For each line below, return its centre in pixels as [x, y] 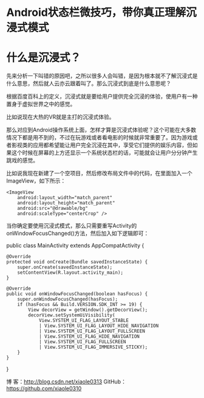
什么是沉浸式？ [44, 58]
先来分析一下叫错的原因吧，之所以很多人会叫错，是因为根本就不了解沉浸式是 [102, 76]
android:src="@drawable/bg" [53, 208]
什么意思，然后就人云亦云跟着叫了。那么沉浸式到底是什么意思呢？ [89, 83]
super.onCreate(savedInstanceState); [65, 267]
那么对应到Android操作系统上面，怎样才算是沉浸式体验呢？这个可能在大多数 [101, 130]
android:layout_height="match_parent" [66, 203]
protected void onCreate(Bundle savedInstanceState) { [77, 262]
